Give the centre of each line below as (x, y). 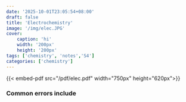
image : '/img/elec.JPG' (36, 28)
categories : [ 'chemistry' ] (40, 61)
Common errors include (41, 94)
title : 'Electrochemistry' (40, 23)
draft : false (22, 17)
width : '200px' (36, 45)
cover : (14, 34)
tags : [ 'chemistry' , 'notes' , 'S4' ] (50, 56)
